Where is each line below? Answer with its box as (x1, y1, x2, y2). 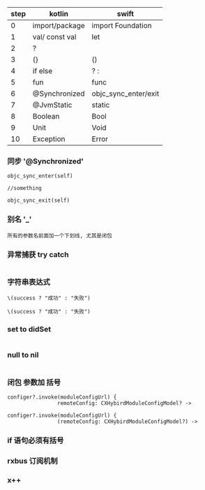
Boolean (32, 112, 60, 121)
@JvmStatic (32, 101, 73, 110)
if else (32, 66, 53, 75)
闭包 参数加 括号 (7, 377, 61, 387)
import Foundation (91, 21, 152, 30)
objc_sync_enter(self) (7, 172, 73, 180)
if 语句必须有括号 (7, 436, 64, 445)
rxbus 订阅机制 (7, 456, 58, 466)
